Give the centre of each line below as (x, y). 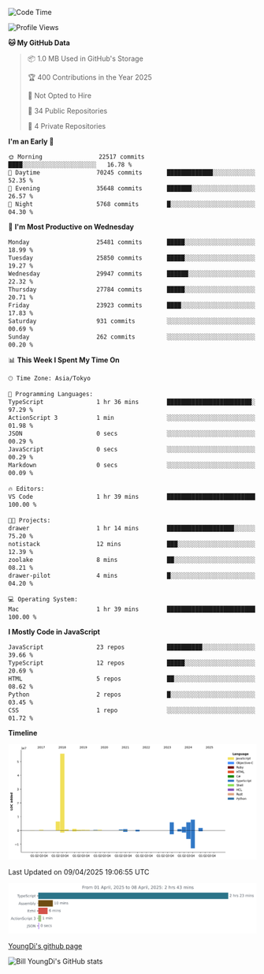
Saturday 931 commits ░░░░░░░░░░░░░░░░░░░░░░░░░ (132, 321)
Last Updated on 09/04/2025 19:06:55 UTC (79, 871)
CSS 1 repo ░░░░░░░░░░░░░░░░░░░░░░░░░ (132, 710)
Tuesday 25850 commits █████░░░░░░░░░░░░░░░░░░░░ (132, 258)
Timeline (23, 733)
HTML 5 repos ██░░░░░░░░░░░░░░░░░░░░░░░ (132, 679)
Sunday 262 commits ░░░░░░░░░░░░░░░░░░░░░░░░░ (132, 337)
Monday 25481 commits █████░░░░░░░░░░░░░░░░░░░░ (132, 242)
